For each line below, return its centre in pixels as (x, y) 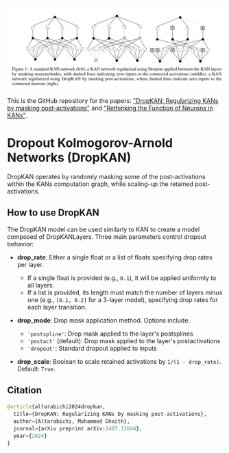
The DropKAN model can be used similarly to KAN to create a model (104, 229)
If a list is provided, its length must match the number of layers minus (125, 292)
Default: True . (36, 369)
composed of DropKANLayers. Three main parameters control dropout (107, 236)
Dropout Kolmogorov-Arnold (90, 143)
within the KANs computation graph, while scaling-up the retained (100, 184)
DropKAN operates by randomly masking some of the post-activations (106, 176)
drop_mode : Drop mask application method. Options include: (104, 320)
